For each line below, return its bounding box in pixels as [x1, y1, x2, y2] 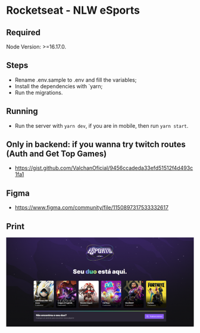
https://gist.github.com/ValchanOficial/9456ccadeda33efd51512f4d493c [14, 165, 193, 172]
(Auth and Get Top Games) [6, 149, 107, 159]
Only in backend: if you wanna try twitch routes [6, 140, 186, 150]
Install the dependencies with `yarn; [14, 82, 103, 90]
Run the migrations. [14, 89, 63, 96]
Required [6, 27, 40, 38]
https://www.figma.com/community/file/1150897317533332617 [14, 204, 168, 211]
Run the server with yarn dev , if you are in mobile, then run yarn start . [14, 122, 189, 129]
